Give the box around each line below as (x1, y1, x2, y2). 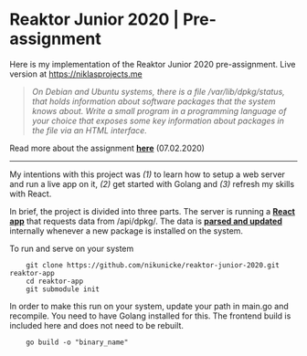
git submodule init (26, 284, 101, 294)
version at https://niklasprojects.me (9, 68, 143, 79)
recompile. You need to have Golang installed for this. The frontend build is (9, 310, 291, 321)
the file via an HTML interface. (31, 124, 148, 136)
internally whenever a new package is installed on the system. (9, 225, 244, 236)
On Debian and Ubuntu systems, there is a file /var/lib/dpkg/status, (31, 86, 285, 97)
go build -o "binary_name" (26, 338, 129, 347)
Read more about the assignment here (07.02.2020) (9, 142, 206, 153)
